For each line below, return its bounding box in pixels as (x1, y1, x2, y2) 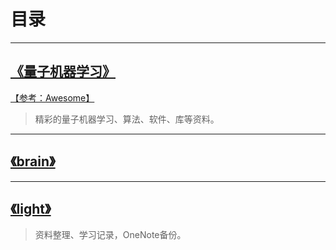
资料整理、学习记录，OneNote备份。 (34, 229, 187, 241)
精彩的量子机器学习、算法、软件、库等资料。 (34, 113, 220, 125)
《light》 (10, 200, 52, 217)
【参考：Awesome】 (10, 91, 95, 104)
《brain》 (10, 153, 56, 170)
